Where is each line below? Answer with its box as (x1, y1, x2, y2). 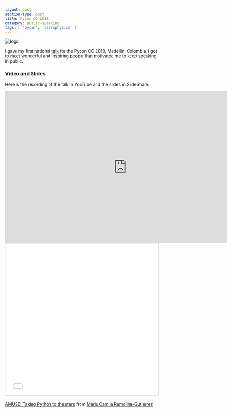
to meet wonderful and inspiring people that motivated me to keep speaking (5, 53, 157, 59)
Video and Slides (5, 71, 46, 77)
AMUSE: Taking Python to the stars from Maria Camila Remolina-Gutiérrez (5, 401, 153, 407)
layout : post (5, 7, 32, 12)
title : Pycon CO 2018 (5, 16, 49, 21)
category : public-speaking (5, 20, 60, 26)
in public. (5, 58, 23, 64)
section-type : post (5, 12, 45, 17)
